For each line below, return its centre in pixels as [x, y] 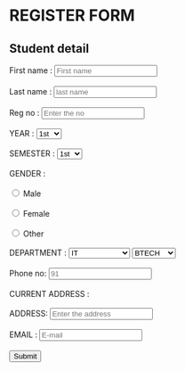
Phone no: [28, 273]
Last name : [31, 91]
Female [36, 214]
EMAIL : [24, 334]
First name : [31, 70]
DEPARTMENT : [38, 252]
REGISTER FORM [72, 16]
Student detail [49, 49]
